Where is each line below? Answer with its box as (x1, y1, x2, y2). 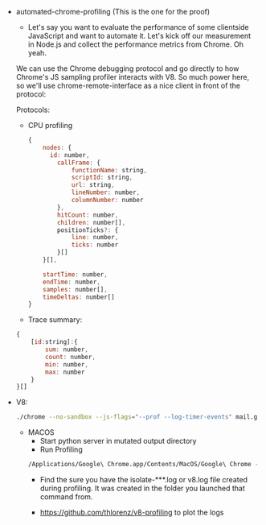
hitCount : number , (56, 211, 119, 219)
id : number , (49, 151, 90, 159)
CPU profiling (27, 121, 73, 130)
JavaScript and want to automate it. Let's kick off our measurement (27, 31, 252, 40)
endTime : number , (43, 278, 100, 286)
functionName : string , (71, 166, 147, 174)
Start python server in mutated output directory (39, 436, 197, 446)
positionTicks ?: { (56, 225, 119, 234)
